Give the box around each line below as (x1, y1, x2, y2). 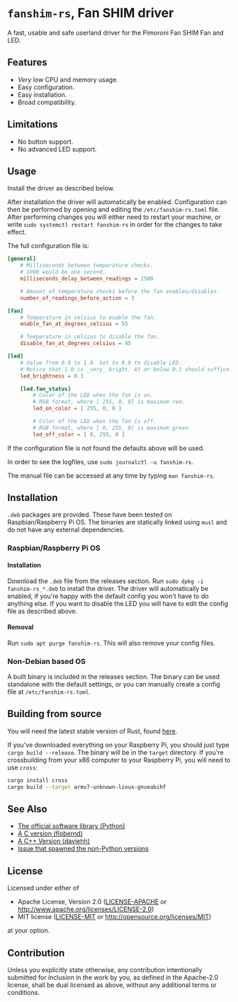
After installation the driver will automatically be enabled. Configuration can (7, 198, 227, 206)
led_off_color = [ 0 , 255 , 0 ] (33, 431, 125, 438)
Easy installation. (17, 90, 67, 98)
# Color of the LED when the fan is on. (33, 392, 154, 399)
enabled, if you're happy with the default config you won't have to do (7, 592, 209, 600)
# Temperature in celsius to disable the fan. (20, 333, 160, 341)
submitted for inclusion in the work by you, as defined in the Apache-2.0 (7, 973, 218, 982)
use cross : (7, 763, 38, 772)
